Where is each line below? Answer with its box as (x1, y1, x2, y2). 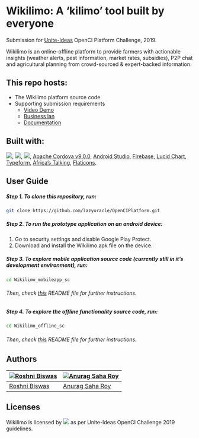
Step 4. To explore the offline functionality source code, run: (6, 308, 158, 315)
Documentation (23, 119, 62, 126)
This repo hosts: (6, 78, 68, 88)
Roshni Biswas (9, 382, 50, 390)
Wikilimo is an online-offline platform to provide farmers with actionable (6, 48, 181, 55)
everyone (6, 17, 54, 30)
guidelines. (6, 425, 33, 432)
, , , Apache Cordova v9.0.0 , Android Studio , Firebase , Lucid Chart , (12, 153, 187, 160)
